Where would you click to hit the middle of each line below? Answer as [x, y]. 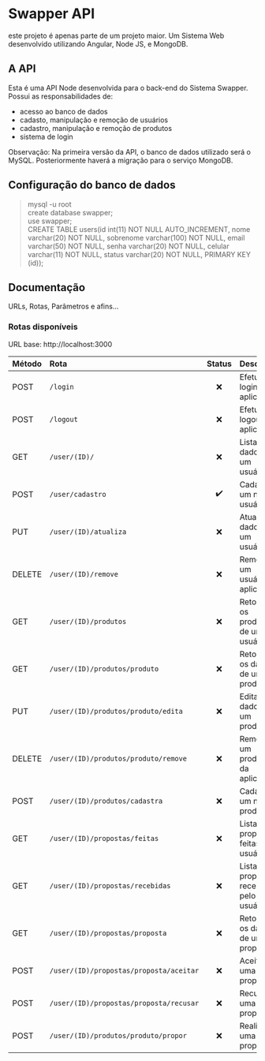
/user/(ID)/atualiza [88, 532]
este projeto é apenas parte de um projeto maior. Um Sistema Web [116, 35]
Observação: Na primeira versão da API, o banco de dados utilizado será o [129, 151]
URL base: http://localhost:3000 [60, 344]
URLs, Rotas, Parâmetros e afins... [63, 306]
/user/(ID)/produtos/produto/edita [116, 711]
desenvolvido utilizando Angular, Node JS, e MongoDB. [98, 43]
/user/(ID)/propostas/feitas [104, 838]
